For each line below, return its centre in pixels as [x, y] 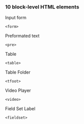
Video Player [18, 90]
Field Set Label [20, 109]
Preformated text [22, 36]
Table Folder [18, 72]
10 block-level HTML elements [42, 7]
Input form [16, 18]
